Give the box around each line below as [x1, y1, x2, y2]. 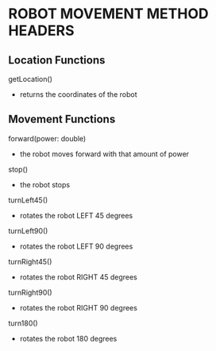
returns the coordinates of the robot [19, 90, 137, 99]
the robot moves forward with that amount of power [19, 148, 189, 159]
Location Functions [8, 53, 106, 67]
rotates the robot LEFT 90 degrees [19, 241, 133, 251]
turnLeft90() [8, 226, 48, 235]
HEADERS [8, 21, 75, 40]
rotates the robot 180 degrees [19, 334, 118, 343]
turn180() [8, 318, 38, 328]
